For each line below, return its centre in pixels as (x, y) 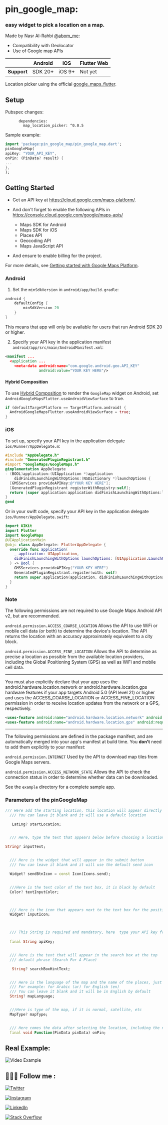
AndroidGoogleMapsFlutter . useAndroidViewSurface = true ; (70, 412)
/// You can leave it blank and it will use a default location (78, 815)
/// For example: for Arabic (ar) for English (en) (65, 987)
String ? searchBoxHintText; (41, 969)
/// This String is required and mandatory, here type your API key (83, 932)
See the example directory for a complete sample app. (60, 787)
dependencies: (33, 121)
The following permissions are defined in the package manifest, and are (79, 736)
